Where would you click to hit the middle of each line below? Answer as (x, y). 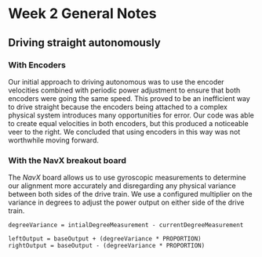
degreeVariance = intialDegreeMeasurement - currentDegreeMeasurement (126, 225)
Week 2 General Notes (82, 14)
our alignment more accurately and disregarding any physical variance (122, 186)
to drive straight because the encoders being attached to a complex (118, 107)
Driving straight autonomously (84, 43)
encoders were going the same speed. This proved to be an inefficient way (129, 98)
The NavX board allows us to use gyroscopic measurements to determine (127, 178)
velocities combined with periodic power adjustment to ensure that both (124, 90)
